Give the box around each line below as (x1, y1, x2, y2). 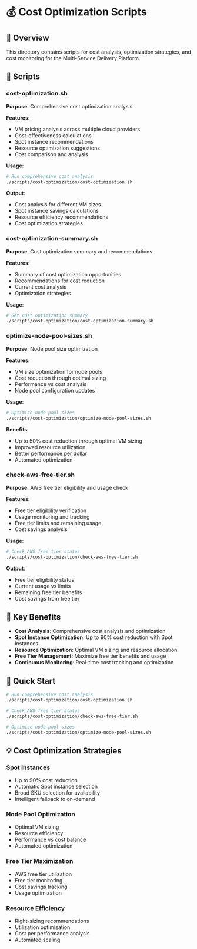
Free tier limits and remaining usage (14, 519, 102, 526)
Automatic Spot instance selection (14, 783, 98, 790)
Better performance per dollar (14, 450, 87, 457)
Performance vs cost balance (14, 836, 86, 843)
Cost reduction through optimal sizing (14, 374, 106, 381)
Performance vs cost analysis (14, 380, 87, 387)
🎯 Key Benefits (6, 612, 61, 622)
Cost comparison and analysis (14, 150, 88, 157)
